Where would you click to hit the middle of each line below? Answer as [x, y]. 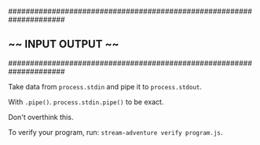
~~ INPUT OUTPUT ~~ [64, 44]
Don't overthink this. [41, 117]
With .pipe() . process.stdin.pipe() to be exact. [86, 102]
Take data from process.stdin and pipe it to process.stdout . [105, 86]
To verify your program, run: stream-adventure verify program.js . [115, 132]
